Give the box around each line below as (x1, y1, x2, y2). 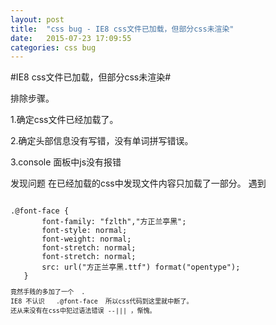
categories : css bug (10, 42, 97, 53)
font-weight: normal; (41, 234, 132, 245)
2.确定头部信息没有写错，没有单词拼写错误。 (10, 135, 194, 147)
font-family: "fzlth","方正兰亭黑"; (41, 217, 187, 227)
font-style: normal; (41, 226, 128, 236)
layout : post (10, 14, 65, 25)
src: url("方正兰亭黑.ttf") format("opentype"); (41, 262, 241, 273)
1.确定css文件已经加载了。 (10, 114, 119, 126)
